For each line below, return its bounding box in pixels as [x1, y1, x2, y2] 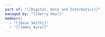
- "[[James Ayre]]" [9, 25, 49, 30]
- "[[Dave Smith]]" [9, 20, 49, 25]
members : [5, 16, 23, 21]
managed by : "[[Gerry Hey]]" [5, 12, 64, 16]
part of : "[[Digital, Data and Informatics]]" [5, 7, 101, 12]
